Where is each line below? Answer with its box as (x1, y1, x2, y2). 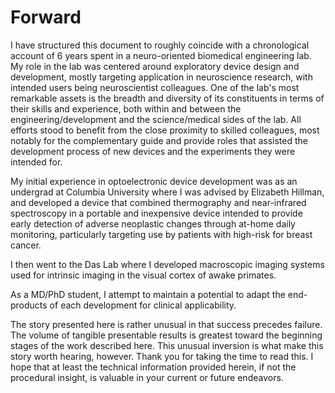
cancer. (10, 239, 42, 251)
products (10, 299, 48, 311)
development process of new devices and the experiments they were (10, 145, 296, 157)
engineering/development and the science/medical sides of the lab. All (10, 113, 302, 125)
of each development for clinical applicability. (49, 299, 237, 311)
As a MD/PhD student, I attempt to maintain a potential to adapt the (10, 288, 286, 300)
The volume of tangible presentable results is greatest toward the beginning (10, 329, 323, 341)
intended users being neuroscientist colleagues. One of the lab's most (10, 81, 300, 93)
